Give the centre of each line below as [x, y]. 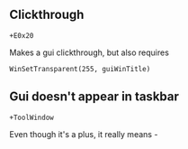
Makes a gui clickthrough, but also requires [89, 52]
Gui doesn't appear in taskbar [94, 97]
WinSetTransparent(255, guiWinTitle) [80, 69]
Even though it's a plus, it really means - [84, 134]
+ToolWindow [31, 117]
